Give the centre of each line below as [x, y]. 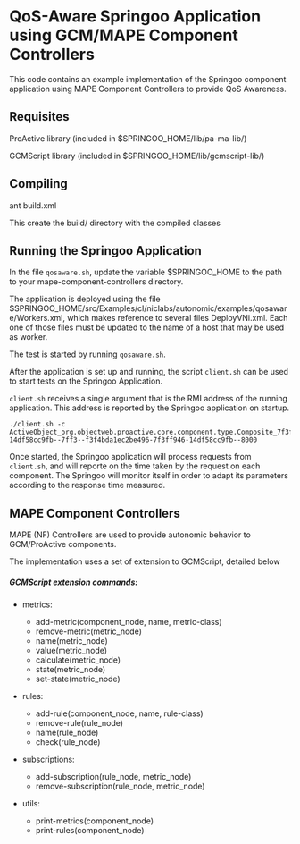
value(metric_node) [71, 651]
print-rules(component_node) [90, 831]
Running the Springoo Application [106, 251]
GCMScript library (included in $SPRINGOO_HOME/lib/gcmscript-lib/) [137, 156]
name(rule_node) [67, 733]
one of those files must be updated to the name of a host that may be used [147, 327]
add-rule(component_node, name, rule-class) [119, 713]
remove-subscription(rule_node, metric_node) [120, 786]
